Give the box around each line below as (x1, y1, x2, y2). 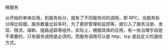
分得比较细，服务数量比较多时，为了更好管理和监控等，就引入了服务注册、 (5, 21, 158, 27)
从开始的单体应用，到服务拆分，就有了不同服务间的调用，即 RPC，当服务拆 (5, 15, 160, 21)
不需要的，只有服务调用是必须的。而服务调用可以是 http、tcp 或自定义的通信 (5, 34, 162, 39)
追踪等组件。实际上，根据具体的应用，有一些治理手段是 (48, 27, 163, 33)
